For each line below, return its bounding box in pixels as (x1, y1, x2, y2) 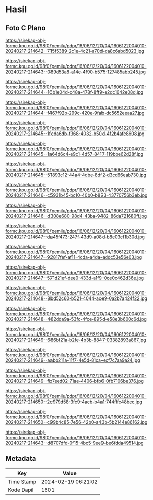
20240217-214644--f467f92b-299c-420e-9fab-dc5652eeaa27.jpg (5, 110, 145, 116)
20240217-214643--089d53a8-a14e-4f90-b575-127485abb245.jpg (5, 69, 146, 75)
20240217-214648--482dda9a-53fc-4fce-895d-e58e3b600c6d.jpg (5, 316, 147, 322)
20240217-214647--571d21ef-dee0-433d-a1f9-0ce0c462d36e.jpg (5, 275, 144, 281)
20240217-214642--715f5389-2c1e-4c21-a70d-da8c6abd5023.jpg (5, 48, 145, 54)
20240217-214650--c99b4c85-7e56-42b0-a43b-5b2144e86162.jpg (5, 419, 148, 425)
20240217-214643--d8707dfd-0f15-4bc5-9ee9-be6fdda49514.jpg (5, 440, 144, 446)
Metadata (5, 454, 36, 463)
